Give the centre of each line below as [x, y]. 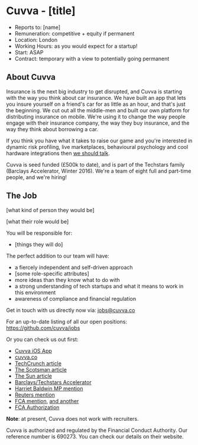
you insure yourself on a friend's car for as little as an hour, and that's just [96, 104]
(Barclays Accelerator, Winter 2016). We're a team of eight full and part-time [99, 171]
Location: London [36, 40]
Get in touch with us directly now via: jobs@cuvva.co [71, 310]
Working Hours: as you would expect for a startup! [76, 46]
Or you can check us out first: [42, 339]
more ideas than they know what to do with [67, 280]
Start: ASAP [29, 52]
